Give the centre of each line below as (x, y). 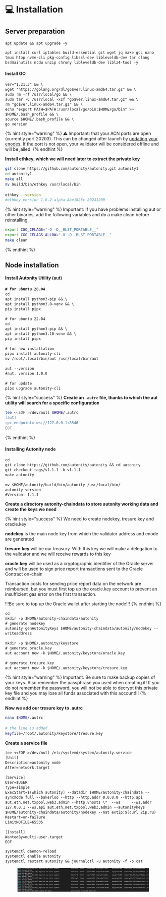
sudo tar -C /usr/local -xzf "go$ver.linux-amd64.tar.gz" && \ (72, 100)
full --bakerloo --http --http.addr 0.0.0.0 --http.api (84, 797)
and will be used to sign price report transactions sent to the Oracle (74, 569)
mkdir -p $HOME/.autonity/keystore (42, 643)
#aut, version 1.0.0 (27, 373)
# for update (19, 383)
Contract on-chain (24, 574)
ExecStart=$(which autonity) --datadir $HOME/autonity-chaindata (74, 792)
